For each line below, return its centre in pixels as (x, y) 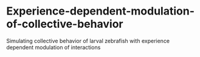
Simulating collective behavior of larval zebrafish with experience (88, 41)
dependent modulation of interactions (53, 47)
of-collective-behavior (65, 24)
